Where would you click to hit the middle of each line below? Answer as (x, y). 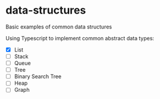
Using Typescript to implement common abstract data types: (80, 38)
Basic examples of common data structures (59, 27)
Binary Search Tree (38, 76)
